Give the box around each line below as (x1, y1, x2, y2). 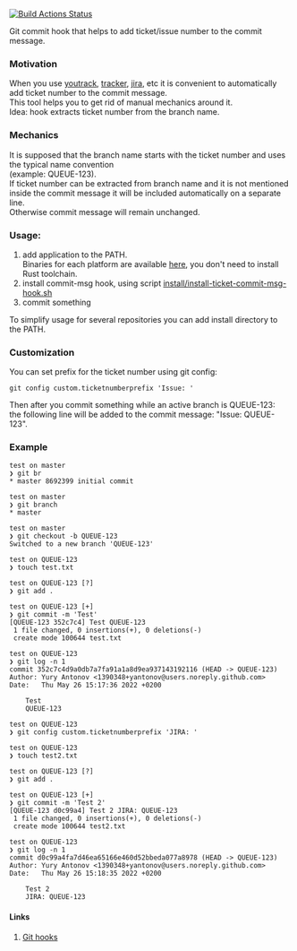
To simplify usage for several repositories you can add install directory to (9, 314, 278, 324)
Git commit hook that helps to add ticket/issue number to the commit (9, 26, 262, 36)
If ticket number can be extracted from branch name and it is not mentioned (9, 177, 289, 188)
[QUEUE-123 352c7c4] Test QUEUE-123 (9, 618, 146, 627)
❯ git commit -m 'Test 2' (9, 799, 106, 808)
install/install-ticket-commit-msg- (163, 278, 287, 289)
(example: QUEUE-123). (9, 169, 97, 179)
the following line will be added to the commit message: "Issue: (9, 409, 242, 420)
